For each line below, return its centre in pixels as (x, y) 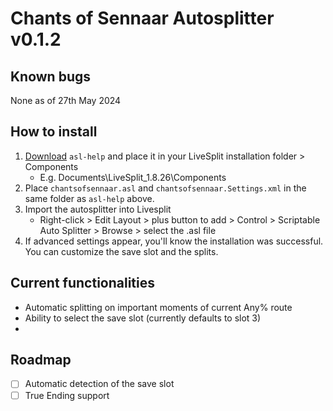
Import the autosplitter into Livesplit (98, 209)
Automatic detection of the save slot (99, 384)
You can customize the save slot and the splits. (121, 251)
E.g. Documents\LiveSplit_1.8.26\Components (133, 177)
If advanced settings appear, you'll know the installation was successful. (174, 241)
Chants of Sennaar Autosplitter (142, 18)
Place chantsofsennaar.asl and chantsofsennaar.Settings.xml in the (165, 188)
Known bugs (51, 76)
